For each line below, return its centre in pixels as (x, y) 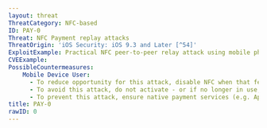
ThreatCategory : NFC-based (53, 23)
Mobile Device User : (56, 75)
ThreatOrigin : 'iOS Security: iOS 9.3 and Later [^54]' (103, 45)
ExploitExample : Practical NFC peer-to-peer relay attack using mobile (129, 52)
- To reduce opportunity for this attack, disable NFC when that (139, 82)
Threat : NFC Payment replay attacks (69, 38)
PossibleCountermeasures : (51, 68)
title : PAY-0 (30, 104)
